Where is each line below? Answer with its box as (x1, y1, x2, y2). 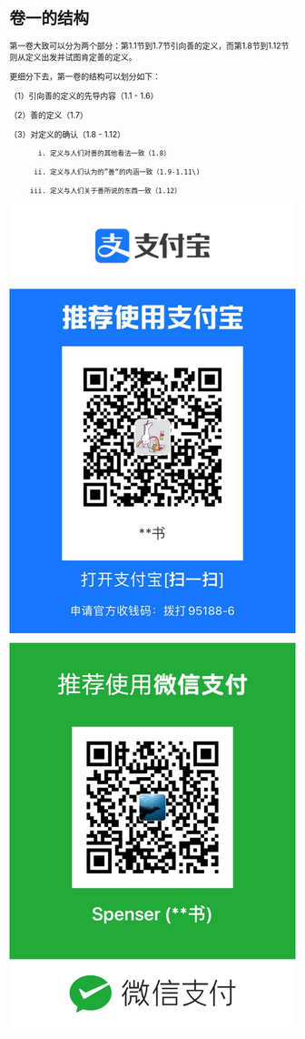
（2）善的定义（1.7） (9, 109, 88, 120)
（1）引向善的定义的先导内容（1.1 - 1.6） (9, 90, 159, 101)
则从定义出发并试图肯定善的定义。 (9, 51, 137, 62)
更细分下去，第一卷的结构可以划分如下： (9, 70, 161, 82)
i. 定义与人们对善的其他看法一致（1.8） (37, 148, 171, 157)
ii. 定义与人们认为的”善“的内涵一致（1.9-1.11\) (33, 167, 201, 177)
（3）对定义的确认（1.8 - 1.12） (9, 128, 125, 139)
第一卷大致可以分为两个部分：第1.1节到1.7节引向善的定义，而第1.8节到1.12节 (9, 40, 290, 51)
